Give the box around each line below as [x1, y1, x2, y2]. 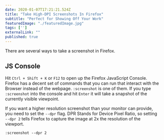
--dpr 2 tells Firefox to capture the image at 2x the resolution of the [5, 116, 141, 121]
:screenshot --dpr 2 [5, 130, 47, 135]
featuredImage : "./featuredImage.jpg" [5, 21, 84, 26]
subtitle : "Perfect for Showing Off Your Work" [5, 16, 104, 21]
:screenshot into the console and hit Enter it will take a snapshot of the [5, 91, 147, 96]
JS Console [5, 62, 41, 70]
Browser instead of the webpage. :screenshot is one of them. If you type [5, 85, 151, 91]
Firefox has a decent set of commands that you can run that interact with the [5, 80, 159, 86]
